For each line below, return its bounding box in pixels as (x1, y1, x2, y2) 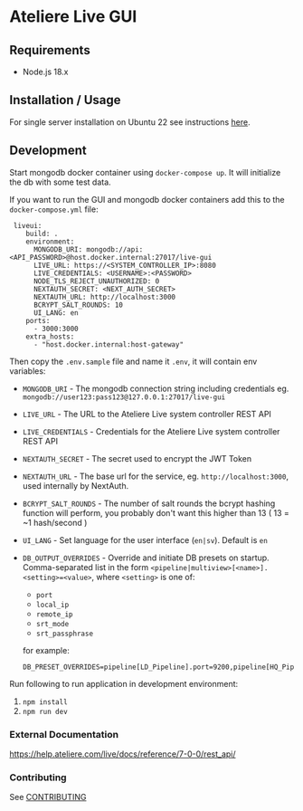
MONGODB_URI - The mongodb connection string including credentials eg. (22, 383, 289, 394)
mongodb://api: (86, 244, 144, 254)
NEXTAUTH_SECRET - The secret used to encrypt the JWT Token (22, 453, 252, 463)
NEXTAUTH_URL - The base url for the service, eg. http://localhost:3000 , (22, 471, 289, 482)
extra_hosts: (25, 332, 75, 341)
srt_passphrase (35, 629, 93, 638)
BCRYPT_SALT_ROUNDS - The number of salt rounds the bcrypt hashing (22, 498, 276, 509)
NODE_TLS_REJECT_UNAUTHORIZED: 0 (33, 276, 160, 286)
